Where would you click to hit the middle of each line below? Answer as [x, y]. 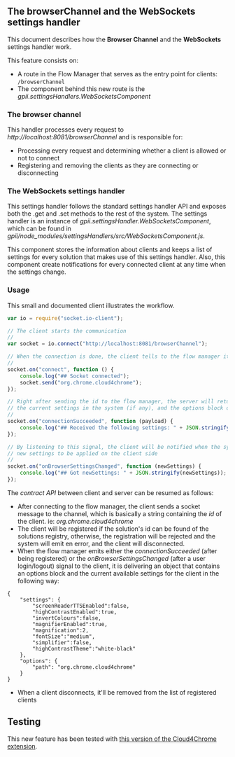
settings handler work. [40, 47]
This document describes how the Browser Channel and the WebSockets [114, 39]
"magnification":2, [61, 630]
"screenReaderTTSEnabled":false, [81, 606]
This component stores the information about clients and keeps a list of [110, 250]
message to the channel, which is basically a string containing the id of [120, 513]
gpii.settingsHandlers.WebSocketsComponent [84, 96]
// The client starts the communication [67, 331]
